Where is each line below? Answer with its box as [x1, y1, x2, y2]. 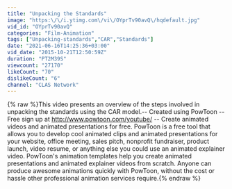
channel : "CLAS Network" [7, 81, 79, 88]
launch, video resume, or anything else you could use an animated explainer [7, 145, 226, 153]
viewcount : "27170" [7, 62, 64, 69]
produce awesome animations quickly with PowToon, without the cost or [7, 167, 215, 175]
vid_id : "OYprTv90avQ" [7, 23, 73, 30]
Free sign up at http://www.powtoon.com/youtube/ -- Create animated [7, 115, 209, 124]
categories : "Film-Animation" [7, 29, 95, 37]
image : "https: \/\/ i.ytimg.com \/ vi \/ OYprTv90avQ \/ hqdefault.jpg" [7, 17, 200, 24]
